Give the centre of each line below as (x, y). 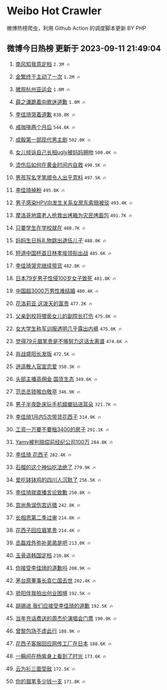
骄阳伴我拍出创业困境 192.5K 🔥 (53, 593)
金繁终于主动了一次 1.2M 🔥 (48, 76)
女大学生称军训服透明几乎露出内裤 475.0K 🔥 (68, 328)
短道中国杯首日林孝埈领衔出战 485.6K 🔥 (63, 253)
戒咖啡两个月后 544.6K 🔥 (45, 127)
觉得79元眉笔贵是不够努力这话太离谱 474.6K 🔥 (72, 341)
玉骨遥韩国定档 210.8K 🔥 (45, 555)
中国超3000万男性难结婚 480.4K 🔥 (57, 290)
